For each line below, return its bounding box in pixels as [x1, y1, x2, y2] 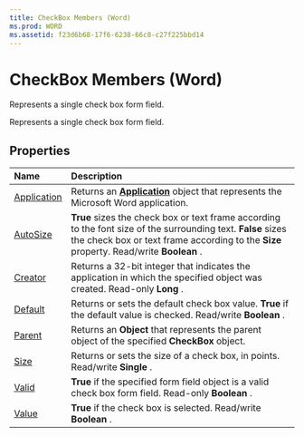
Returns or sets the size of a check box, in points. [71, 350, 280, 363]
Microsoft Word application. [71, 197, 189, 209]
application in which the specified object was [71, 271, 262, 284]
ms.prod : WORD [9, 22, 63, 31]
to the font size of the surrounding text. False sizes [71, 223, 287, 236]
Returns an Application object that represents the [71, 185, 282, 198]
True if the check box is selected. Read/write [71, 402, 261, 414]
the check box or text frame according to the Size [71, 234, 282, 247]
